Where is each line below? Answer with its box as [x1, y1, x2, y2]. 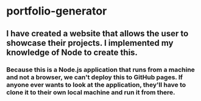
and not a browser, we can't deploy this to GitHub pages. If [6, 73, 183, 81]
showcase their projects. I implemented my [6, 37, 174, 48]
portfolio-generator [6, 4, 107, 18]
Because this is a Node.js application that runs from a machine [6, 65, 195, 74]
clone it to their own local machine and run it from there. [6, 88, 175, 96]
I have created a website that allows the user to [6, 28, 189, 39]
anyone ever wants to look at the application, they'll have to [6, 80, 186, 89]
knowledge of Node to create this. [6, 47, 138, 57]
